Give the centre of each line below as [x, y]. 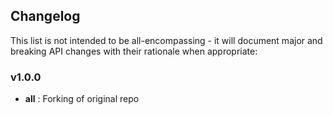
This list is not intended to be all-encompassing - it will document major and [166, 40]
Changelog [45, 16]
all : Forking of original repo [82, 99]
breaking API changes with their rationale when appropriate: [134, 51]
